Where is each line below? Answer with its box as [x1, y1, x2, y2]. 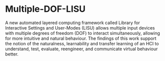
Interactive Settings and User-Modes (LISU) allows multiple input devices [5, 25, 155, 30]
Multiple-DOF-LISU [5, 3, 86, 15]
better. [5, 51, 19, 57]
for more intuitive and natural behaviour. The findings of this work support [5, 35, 157, 41]
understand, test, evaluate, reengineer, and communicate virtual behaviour [5, 46, 158, 52]
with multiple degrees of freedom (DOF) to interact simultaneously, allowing [5, 30, 161, 36]
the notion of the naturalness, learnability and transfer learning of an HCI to [5, 40, 159, 46]
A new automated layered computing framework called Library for [5, 20, 140, 26]
